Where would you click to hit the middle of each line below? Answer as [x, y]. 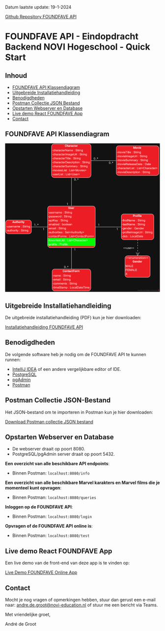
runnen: [13, 360]
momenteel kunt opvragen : [33, 488]
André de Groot [21, 624]
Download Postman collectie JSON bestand [49, 421]
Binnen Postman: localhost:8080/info [51, 473]
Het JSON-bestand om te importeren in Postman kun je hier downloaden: [79, 412]
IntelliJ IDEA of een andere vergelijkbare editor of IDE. [67, 369]
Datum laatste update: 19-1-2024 [38, 7]
